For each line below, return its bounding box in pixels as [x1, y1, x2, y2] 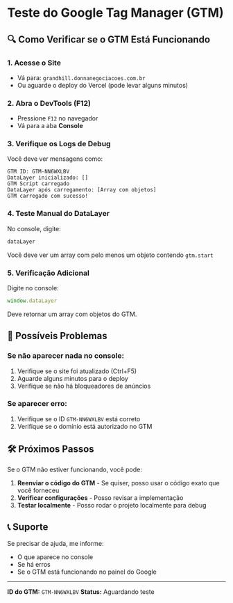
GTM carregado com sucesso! [7, 193, 89, 200]
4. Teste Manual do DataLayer [7, 209, 110, 219]
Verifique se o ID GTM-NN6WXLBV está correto [17, 414, 141, 423]
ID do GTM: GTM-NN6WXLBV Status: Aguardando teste [7, 588, 155, 596]
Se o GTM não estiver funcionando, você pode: [7, 465, 142, 473]
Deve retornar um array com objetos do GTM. [7, 310, 137, 318]
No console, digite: [7, 224, 61, 233]
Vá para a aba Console [17, 122, 83, 130]
